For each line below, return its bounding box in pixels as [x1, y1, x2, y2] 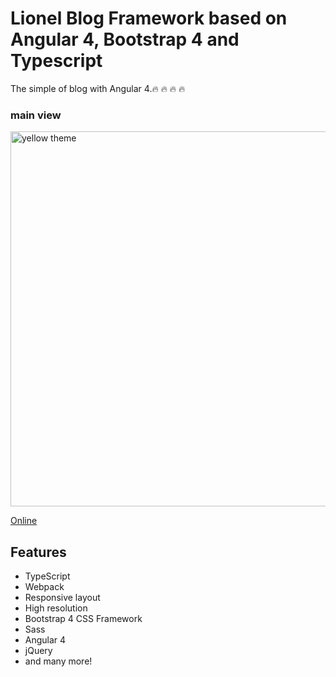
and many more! [24, 655, 93, 667]
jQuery [24, 645, 53, 657]
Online [10, 515, 38, 527]
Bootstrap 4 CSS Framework [24, 613, 143, 625]
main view [10, 108, 62, 122]
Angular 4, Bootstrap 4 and [10, 28, 240, 51]
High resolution [24, 602, 88, 614]
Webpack [24, 581, 65, 593]
